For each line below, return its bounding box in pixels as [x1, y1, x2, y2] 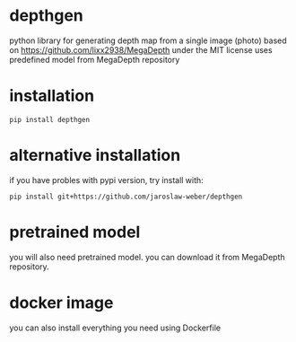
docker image [9, 293, 114, 312]
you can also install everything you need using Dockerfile [9, 322, 222, 333]
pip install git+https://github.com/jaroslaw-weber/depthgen [9, 192, 243, 201]
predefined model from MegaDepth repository [9, 54, 180, 65]
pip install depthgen [9, 115, 91, 124]
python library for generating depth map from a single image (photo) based [9, 35, 287, 46]
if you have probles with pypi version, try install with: [9, 174, 204, 185]
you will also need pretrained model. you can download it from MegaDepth [9, 251, 285, 262]
